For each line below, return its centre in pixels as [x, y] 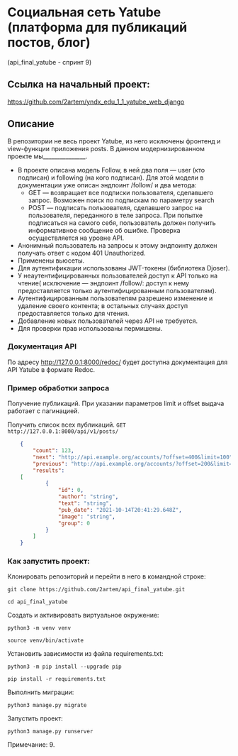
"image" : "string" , [86, 516]
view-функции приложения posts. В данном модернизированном [106, 148]
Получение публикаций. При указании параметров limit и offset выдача [116, 404]
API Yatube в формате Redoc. [51, 369]
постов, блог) [49, 43]
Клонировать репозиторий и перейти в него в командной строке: [107, 576]
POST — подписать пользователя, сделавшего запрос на [115, 207]
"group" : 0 [74, 523]
